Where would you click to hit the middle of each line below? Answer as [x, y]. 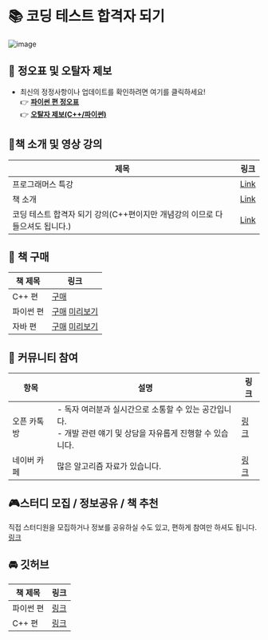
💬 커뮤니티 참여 [43, 357]
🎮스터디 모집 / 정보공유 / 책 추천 [83, 503]
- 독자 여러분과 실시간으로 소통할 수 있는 [129, 409]
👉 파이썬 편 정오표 [49, 101]
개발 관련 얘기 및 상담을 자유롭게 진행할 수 [138, 433]
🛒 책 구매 [29, 257]
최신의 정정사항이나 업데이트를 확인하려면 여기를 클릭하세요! [112, 92]
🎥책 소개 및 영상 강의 [55, 144]
